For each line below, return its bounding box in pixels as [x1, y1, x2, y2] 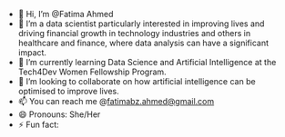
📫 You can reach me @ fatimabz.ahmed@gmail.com [17, 96, 215, 106]
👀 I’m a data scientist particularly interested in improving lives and [17, 18, 265, 29]
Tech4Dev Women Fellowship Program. [17, 66, 167, 77]
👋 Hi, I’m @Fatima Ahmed [17, 9, 114, 19]
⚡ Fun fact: [17, 119, 59, 130]
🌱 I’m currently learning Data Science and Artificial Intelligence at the [17, 57, 277, 67]
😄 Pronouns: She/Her [17, 109, 101, 120]
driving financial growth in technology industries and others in [17, 28, 251, 38]
